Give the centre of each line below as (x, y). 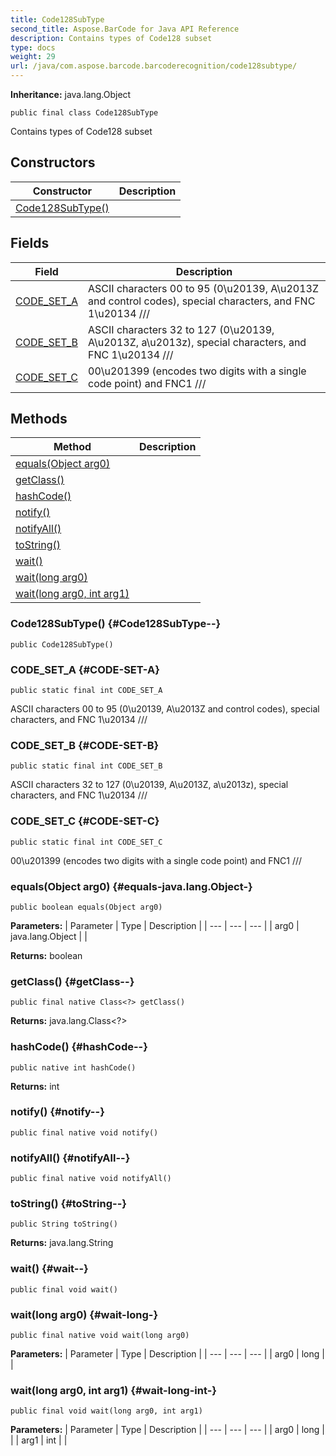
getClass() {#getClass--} (72, 981)
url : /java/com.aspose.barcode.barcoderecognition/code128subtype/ (154, 66)
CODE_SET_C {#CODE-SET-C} (85, 821)
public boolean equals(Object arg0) (86, 907)
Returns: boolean (46, 955)
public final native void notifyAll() (91, 1179)
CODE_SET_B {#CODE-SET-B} (85, 745)
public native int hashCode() (73, 1067)
